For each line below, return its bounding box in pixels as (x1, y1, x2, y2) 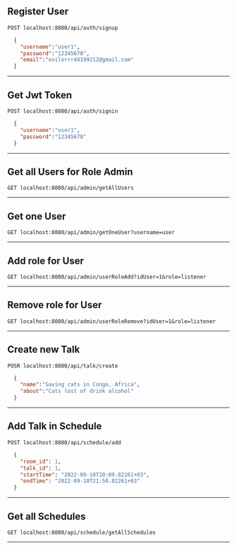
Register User (7, 6, 69, 18)
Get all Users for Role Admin (7, 166, 133, 178)
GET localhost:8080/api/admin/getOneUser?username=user (7, 229, 175, 236)
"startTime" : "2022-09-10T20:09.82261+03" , (20, 471, 150, 478)
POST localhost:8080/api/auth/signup (7, 24, 119, 31)
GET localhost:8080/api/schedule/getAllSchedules (7, 529, 157, 536)
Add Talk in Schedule (7, 420, 102, 432)
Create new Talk (7, 343, 80, 355)
